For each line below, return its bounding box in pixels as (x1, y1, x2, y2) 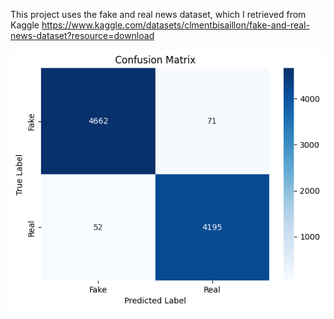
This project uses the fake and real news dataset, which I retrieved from (10, 9, 307, 20)
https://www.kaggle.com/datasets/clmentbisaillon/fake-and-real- (41, 19, 310, 31)
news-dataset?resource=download (10, 30, 155, 41)
